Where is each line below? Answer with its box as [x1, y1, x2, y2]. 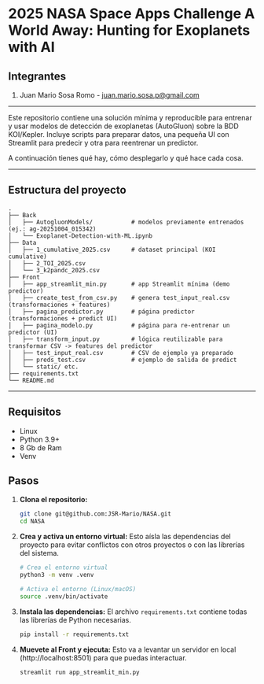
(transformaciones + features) [8, 301, 111, 309]
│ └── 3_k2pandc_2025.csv [8, 266, 101, 274]
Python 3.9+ [19, 434, 60, 444]
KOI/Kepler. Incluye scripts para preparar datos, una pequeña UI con [8, 130, 229, 139]
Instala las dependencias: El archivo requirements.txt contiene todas [19, 607, 247, 616]
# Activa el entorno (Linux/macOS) [19, 585, 137, 593]
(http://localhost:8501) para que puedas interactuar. [19, 653, 187, 662]
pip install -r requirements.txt [19, 630, 130, 638]
